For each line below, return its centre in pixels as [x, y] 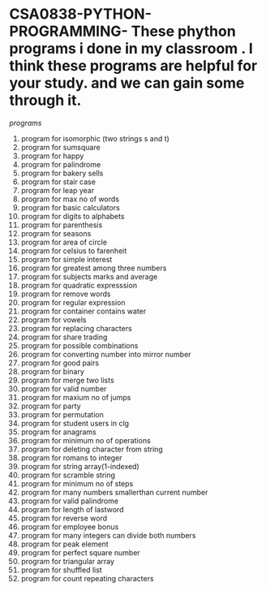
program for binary [52, 371]
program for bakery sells [62, 173]
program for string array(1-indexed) [80, 466]
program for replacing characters [76, 328]
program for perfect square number [80, 552]
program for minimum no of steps [77, 483]
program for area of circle [64, 242]
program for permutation [62, 414]
